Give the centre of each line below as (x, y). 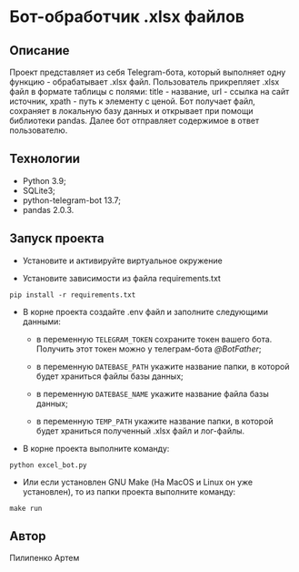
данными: (42, 322)
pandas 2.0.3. (48, 209)
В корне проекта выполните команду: (96, 448)
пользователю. (39, 130)
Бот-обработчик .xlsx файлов (127, 17)
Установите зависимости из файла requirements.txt (121, 278)
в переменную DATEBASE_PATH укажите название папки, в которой (163, 366)
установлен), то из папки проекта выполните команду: (129, 491)
